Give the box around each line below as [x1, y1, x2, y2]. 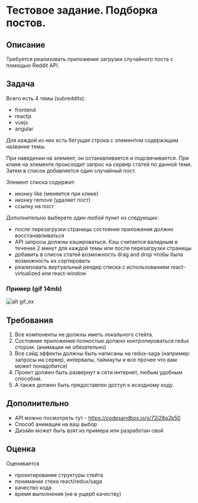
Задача [6, 79, 35, 89]
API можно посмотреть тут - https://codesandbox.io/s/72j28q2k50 [14, 414, 181, 421]
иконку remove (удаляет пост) [14, 196, 91, 203]
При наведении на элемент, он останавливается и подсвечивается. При [6, 154, 189, 161]
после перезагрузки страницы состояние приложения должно [14, 225, 174, 233]
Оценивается [6, 460, 40, 467]
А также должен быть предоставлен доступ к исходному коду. [14, 381, 174, 389]
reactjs [14, 112, 32, 119]
